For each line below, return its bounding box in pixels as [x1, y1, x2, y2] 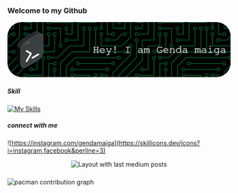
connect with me [7, 121, 58, 129]
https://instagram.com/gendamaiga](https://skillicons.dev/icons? [11, 139, 200, 148]
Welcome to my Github [7, 6, 88, 16]
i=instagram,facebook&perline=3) [7, 146, 106, 155]
